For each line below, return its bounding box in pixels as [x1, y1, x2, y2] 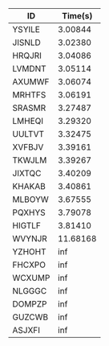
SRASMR [12, 102, 46, 113]
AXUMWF [12, 76, 50, 87]
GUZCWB [12, 311, 49, 323]
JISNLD [12, 37, 42, 47]
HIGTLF [12, 220, 42, 231]
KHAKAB [12, 181, 46, 192]
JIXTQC [12, 168, 42, 179]
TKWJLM [12, 154, 47, 166]
